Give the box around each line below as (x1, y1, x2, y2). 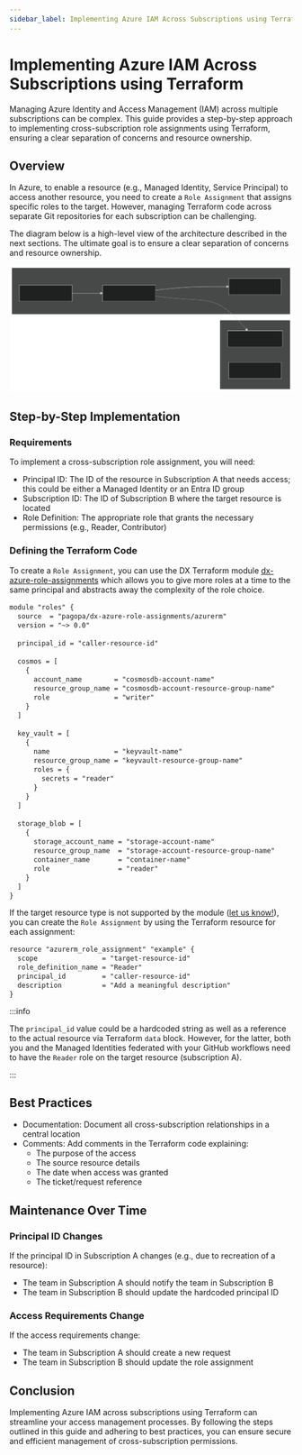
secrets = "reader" (41, 773, 115, 783)
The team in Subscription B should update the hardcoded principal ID (22, 1287, 280, 1298)
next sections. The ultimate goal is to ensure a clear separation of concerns (9, 238, 289, 249)
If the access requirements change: (9, 1330, 141, 1341)
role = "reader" (32, 864, 159, 874)
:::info (9, 1005, 31, 1016)
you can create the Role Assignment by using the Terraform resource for (9, 916, 276, 928)
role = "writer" (32, 692, 155, 702)
